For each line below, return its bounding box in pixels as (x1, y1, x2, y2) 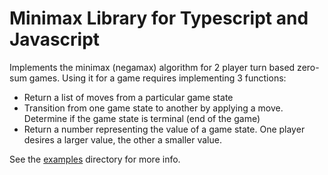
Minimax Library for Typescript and (9, 7, 309, 30)
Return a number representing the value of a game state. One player (23, 123, 306, 135)
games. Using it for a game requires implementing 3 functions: (28, 72, 287, 84)
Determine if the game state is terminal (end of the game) (23, 112, 261, 124)
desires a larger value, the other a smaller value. (23, 133, 222, 146)
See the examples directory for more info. (9, 153, 181, 165)
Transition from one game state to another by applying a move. (23, 102, 284, 114)
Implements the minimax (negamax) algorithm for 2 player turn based (9, 61, 296, 73)
